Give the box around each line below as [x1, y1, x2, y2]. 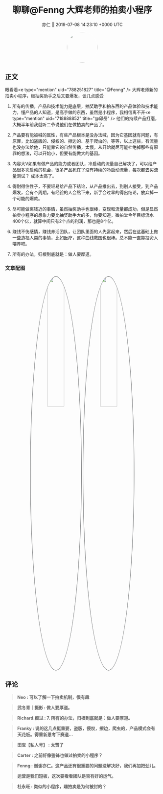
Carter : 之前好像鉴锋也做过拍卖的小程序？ [17, 752, 103, 758]
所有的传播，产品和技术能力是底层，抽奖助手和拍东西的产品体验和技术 [12, 103, 154, 109]
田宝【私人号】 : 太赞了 [17, 742, 64, 748]
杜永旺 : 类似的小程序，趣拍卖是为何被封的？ [17, 783, 107, 789]
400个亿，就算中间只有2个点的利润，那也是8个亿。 [12, 218, 116, 224]
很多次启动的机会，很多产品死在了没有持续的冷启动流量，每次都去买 [16, 167, 154, 173]
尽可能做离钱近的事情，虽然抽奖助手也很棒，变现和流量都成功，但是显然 [12, 206, 158, 212]
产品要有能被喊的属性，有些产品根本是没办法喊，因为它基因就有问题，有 [12, 132, 158, 137]
